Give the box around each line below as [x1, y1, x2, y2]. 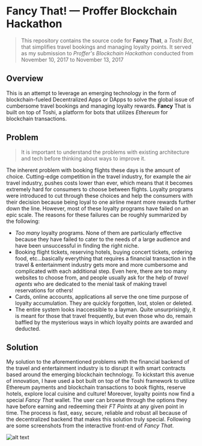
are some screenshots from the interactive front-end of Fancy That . [6, 422, 174, 429]
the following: [6, 218, 40, 225]
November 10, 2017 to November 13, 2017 [20, 56, 124, 63]
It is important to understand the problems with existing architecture [20, 148, 190, 156]
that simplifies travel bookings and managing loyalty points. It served [20, 43, 192, 50]
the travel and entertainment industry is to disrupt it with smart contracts [6, 365, 186, 372]
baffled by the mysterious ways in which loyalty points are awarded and [14, 319, 194, 326]
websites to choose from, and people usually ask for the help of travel [14, 273, 189, 281]
